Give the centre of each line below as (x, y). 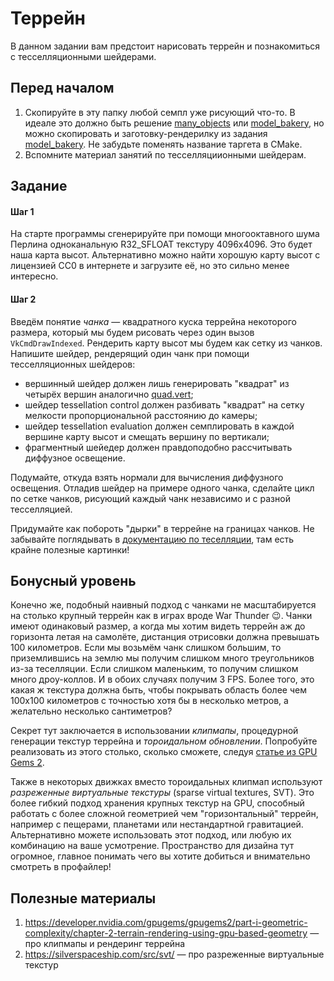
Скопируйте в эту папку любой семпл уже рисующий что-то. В (160, 112)
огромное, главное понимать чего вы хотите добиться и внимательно (160, 856)
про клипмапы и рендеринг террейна (105, 944)
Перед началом (62, 88)
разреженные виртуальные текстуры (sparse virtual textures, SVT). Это (162, 793)
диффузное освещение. (75, 458)
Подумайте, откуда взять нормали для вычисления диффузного (147, 477)
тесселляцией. (41, 509)
